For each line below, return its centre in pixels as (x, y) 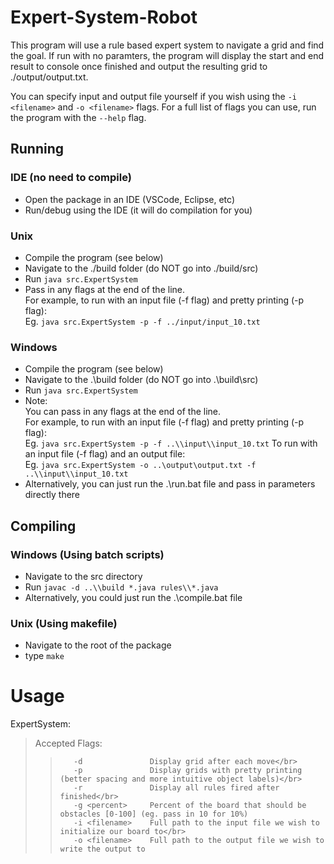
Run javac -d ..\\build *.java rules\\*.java (121, 587)
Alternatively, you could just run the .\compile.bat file (133, 597)
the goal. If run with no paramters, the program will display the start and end (167, 55)
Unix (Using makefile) (64, 623)
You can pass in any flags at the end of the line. (123, 412)
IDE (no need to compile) (71, 178)
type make (44, 656)
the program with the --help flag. (78, 117)
